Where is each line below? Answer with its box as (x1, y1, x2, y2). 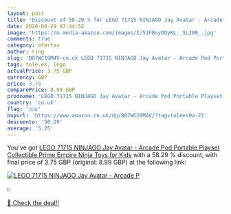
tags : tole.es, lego (7, 61, 67, 68)
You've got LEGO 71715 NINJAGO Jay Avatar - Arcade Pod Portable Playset (7, 143, 220, 152)
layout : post (7, 10, 45, 17)
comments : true (7, 36, 51, 43)
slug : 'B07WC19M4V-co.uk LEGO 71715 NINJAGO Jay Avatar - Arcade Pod (7, 55, 211, 62)
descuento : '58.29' (7, 118, 63, 126)
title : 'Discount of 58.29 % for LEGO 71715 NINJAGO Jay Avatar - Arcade (7, 16, 223, 23)
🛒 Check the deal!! (7, 199, 60, 207)
